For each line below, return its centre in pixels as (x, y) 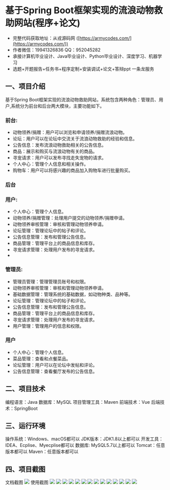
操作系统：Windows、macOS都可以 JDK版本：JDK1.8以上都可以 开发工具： (84, 439)
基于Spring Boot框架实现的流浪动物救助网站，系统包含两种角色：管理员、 (82, 99)
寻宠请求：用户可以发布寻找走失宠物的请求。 (59, 158)
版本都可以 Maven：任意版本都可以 (42, 451)
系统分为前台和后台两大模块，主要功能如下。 (58, 106)
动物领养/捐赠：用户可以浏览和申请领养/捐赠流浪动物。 (70, 132)
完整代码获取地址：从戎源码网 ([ (46, 38)
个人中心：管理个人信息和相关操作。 (50, 164)
